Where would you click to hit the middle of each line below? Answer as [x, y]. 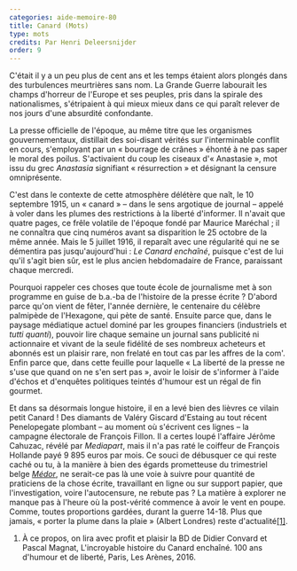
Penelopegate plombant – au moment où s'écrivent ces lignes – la [129, 427]
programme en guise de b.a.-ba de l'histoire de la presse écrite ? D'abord [143, 297]
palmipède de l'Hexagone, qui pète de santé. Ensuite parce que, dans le [141, 316]
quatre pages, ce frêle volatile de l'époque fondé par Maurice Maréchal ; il [145, 223]
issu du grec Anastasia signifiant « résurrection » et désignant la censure [143, 168]
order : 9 [25, 51]
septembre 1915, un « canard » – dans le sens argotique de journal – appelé [146, 204]
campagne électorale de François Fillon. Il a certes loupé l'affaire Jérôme [142, 436]
